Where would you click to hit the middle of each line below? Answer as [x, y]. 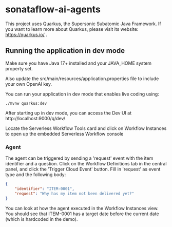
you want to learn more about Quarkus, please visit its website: [72, 29]
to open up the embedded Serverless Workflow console [64, 134]
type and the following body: [36, 175]
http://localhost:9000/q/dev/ [35, 118]
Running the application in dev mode [65, 51]
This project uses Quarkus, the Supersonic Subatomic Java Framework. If [83, 24]
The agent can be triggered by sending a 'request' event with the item [79, 158]
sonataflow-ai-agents [53, 10]
